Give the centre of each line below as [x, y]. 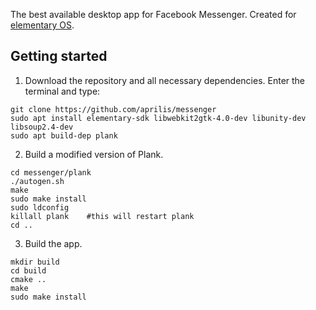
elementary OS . [42, 25]
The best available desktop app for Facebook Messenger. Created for [153, 14]
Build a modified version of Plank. [94, 154]
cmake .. [28, 279]
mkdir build [35, 262]
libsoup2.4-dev [42, 127]
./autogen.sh [37, 181]
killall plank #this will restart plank [102, 216]
